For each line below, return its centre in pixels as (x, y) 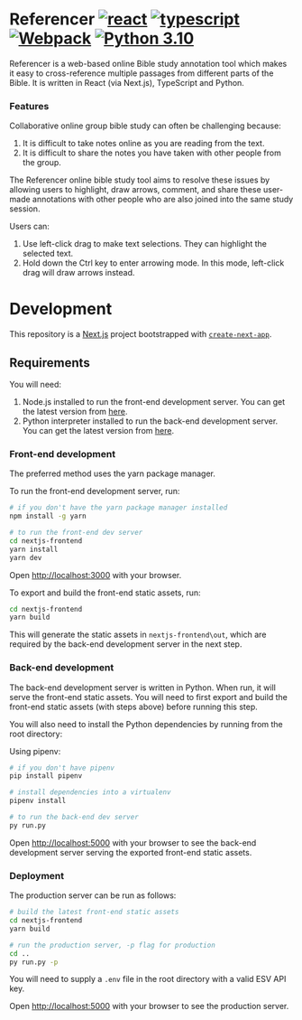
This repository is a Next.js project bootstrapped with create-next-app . (141, 334)
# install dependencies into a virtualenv (90, 792)
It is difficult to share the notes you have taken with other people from (151, 153)
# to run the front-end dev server (76, 533)
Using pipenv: (35, 751)
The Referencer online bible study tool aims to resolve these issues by (140, 180)
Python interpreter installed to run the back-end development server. (150, 421)
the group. (41, 163)
